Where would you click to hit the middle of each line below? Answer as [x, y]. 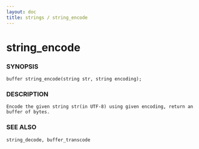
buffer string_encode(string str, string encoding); [74, 79]
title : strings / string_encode [47, 18]
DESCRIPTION [28, 94]
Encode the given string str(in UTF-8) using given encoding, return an [100, 107]
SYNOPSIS [22, 66]
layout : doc [21, 12]
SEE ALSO [21, 127]
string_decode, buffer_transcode [48, 140]
